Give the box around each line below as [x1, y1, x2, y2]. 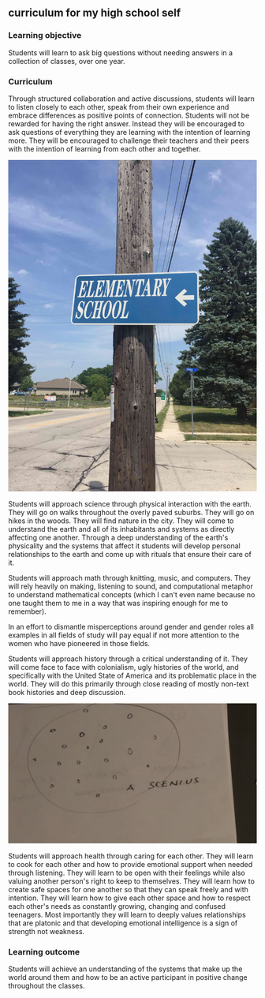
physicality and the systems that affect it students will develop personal [8, 540, 241, 551]
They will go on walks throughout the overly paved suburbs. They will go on [8, 507, 255, 517]
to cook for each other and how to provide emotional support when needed [8, 860, 253, 869]
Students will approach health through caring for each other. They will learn [8, 851, 254, 861]
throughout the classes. [8, 981, 85, 991]
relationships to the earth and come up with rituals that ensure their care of [8, 549, 252, 559]
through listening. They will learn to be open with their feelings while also [8, 868, 246, 878]
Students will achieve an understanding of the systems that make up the [8, 964, 243, 974]
